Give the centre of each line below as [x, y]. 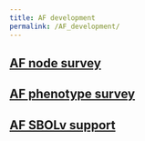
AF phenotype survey [72, 94]
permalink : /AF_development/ [65, 26]
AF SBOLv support [62, 125]
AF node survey [56, 63]
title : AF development [52, 18]
